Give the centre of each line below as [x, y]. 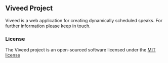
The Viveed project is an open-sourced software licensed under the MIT [80, 50]
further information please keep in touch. [48, 26]
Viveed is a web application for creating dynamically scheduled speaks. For [84, 20]
